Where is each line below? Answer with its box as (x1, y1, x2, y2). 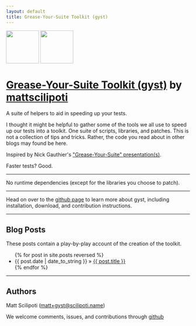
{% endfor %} (14, 264, 48, 271)
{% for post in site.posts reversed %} (14, 252, 104, 259)
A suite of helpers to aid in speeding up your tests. (6, 110, 127, 117)
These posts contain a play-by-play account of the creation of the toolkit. (6, 240, 182, 247)
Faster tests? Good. (6, 162, 53, 169)
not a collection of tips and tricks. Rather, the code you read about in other (6, 134, 185, 141)
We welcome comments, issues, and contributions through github (6, 313, 164, 320)
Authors (6, 286, 37, 296)
